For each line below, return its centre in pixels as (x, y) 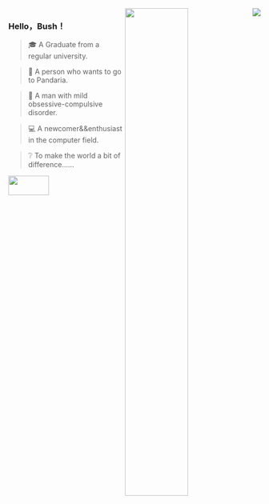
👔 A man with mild (58, 96)
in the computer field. (63, 140)
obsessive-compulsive (65, 104)
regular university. (58, 56)
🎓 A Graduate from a (64, 45)
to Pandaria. (48, 80)
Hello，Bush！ (37, 26)
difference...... (51, 165)
